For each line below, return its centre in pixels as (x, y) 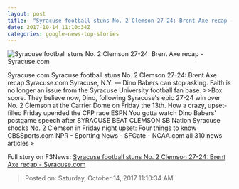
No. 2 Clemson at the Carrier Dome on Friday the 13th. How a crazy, (107, 106)
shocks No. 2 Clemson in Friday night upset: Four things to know (102, 128)
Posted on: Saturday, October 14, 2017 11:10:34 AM (99, 178)
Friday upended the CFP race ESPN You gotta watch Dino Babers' (120, 113)
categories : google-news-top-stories (63, 34)
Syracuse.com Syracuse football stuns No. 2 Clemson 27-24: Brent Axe (112, 75)
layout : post (27, 14)
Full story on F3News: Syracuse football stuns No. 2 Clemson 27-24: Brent (117, 157)
